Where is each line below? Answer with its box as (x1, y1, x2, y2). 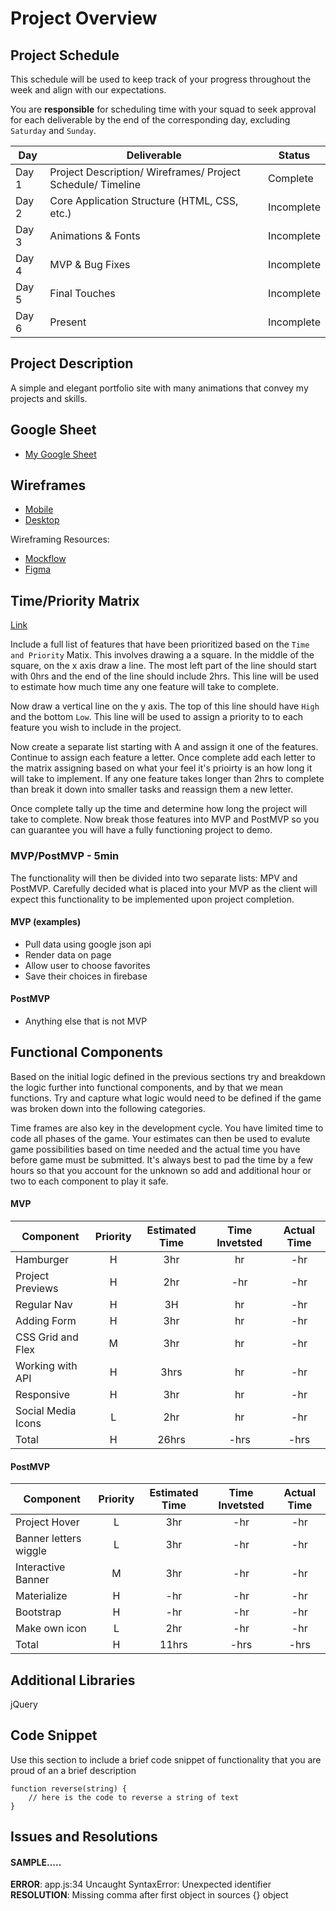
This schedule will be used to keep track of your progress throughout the (10, 73, 312, 85)
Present (49, 315, 87, 329)
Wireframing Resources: (10, 533, 110, 546)
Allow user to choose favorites (24, 959, 151, 971)
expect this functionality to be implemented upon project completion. (10, 893, 295, 905)
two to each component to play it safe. (10, 1175, 169, 1187)
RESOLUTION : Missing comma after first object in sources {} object (10, 1889, 289, 1901)
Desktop (24, 514, 60, 526)
